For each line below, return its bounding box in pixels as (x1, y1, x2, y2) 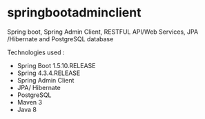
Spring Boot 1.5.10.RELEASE (17, 61, 96, 69)
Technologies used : (7, 48, 65, 56)
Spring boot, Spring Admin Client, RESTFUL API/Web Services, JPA (7, 28, 199, 36)
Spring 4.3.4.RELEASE (17, 69, 81, 77)
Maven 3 (17, 98, 43, 106)
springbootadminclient (7, 5, 141, 21)
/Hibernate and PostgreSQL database (7, 34, 114, 43)
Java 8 (17, 105, 37, 113)
